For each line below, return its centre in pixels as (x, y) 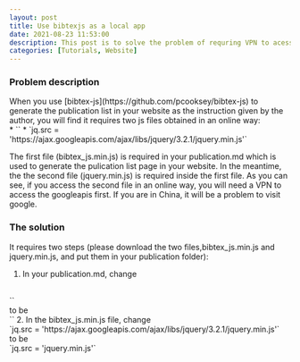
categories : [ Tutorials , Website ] (74, 51)
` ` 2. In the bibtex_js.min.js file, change (80, 319)
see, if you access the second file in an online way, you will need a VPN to (146, 185)
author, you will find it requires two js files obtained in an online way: (135, 121)
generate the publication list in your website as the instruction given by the (146, 111)
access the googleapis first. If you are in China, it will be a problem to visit (145, 195)
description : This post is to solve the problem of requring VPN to (139, 42)
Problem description (54, 82)
